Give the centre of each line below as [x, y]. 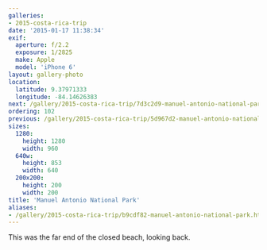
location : [25, 82]
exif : [17, 38]
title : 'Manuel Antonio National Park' [74, 200]
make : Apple [35, 60]
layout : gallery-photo [46, 75]
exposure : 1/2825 [44, 52]
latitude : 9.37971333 [51, 89]
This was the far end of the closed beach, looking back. [99, 237]
